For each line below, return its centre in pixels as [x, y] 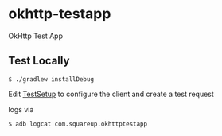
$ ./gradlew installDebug [51, 79]
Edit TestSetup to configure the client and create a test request [111, 94]
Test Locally [39, 61]
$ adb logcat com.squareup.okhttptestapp [78, 124]
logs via [21, 109]
